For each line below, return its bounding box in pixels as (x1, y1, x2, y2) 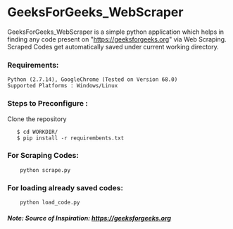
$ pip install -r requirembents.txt (16, 135, 125, 142)
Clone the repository (7, 114, 67, 123)
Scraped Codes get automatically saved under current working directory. (7, 42, 220, 51)
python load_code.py (20, 199, 80, 206)
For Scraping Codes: (7, 151, 79, 161)
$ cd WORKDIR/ (16, 128, 58, 135)
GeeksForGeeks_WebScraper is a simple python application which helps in (7, 27, 224, 36)
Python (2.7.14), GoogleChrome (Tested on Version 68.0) (7, 76, 178, 83)
